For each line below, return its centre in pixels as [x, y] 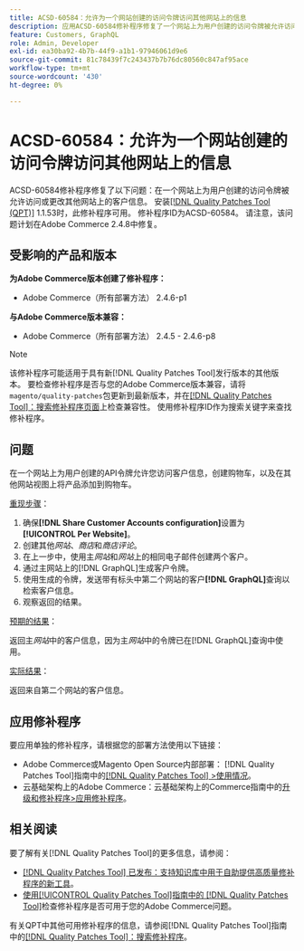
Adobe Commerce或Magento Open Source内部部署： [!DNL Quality [148, 764]
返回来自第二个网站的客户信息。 [69, 690]
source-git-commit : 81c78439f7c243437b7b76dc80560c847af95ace [129, 60]
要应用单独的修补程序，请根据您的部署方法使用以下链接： [116, 745]
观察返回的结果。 [54, 602]
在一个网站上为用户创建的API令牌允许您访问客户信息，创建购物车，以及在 [147, 473]
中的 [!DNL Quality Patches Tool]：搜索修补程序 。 [101, 937]
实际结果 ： [29, 671]
